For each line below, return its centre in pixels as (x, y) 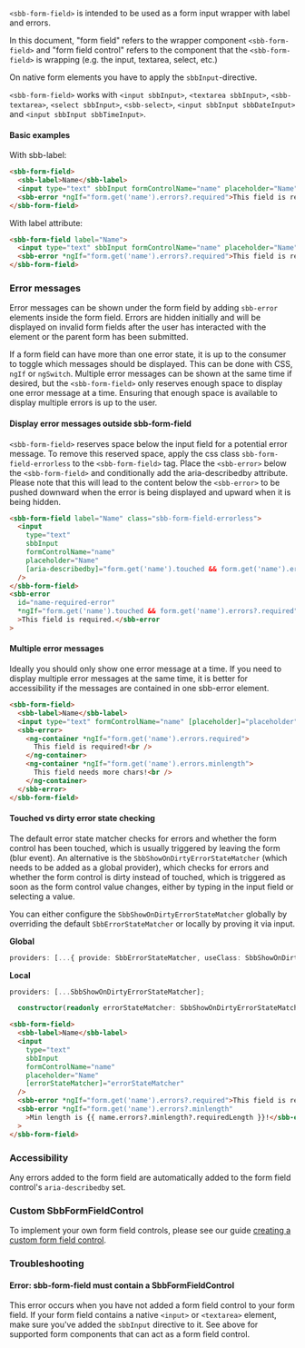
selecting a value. (42, 896)
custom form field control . (58, 1240)
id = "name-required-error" (67, 603)
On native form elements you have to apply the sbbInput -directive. (133, 77)
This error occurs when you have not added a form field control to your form (152, 1305)
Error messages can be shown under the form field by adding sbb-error (144, 308)
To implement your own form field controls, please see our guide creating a (150, 1231)
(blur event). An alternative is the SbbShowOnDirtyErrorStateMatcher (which (148, 857)
